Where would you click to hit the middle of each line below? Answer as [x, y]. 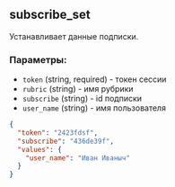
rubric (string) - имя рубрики [78, 89]
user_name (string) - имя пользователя [94, 108]
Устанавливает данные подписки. [74, 36]
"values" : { [40, 149]
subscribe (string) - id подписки [82, 99]
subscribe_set [50, 15]
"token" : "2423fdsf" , [58, 133]
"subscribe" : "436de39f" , [66, 141]
